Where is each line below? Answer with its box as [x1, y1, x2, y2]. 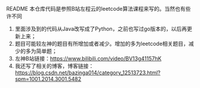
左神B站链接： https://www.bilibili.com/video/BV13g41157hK [14, 55, 162, 62]
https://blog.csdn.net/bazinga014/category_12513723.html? [14, 69, 160, 76]
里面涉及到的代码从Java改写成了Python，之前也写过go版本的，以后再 [14, 26, 187, 32]
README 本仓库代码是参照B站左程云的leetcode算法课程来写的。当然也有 [6, 5, 186, 12]
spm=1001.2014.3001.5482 [14, 76, 82, 82]
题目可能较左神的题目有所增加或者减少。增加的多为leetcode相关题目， [14, 40, 189, 47]
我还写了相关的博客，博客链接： [14, 62, 94, 70]
